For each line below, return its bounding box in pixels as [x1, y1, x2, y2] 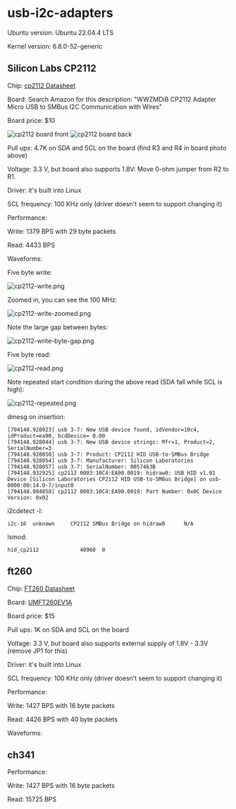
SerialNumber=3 [7, 444, 52, 451]
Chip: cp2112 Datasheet [7, 81, 76, 90]
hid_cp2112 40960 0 [7, 546, 106, 553]
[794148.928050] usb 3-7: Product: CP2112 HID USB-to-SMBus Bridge [7, 451, 210, 458]
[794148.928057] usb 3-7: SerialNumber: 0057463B [7, 463, 156, 471]
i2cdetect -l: [7, 507, 43, 515]
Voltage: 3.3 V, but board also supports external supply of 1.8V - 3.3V [7, 639, 209, 647]
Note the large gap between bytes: [7, 323, 108, 331]
